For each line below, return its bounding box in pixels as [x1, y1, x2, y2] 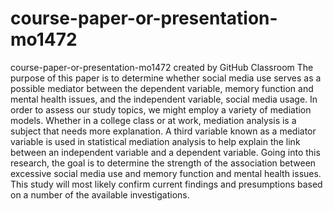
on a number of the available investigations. [10, 188, 190, 201]
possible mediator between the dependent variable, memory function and [10, 82, 314, 94]
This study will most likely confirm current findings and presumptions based [10, 178, 323, 190]
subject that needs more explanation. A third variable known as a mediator [10, 125, 317, 137]
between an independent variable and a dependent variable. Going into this [10, 146, 321, 158]
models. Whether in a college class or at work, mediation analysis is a [10, 114, 297, 126]
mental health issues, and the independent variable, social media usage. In [10, 93, 318, 105]
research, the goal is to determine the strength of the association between [10, 157, 317, 169]
